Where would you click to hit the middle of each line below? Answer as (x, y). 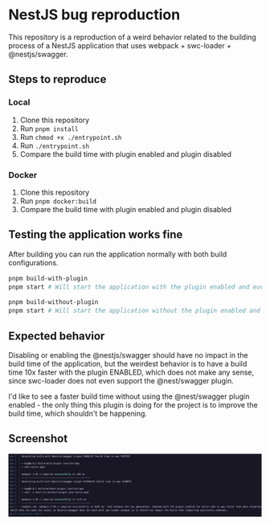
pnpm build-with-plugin (48, 278)
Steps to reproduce (57, 79)
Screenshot (38, 439)
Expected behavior (57, 336)
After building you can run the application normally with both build (118, 254)
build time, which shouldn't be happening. (78, 414)
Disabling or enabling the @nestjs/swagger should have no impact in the (128, 355)
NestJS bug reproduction (94, 15)
